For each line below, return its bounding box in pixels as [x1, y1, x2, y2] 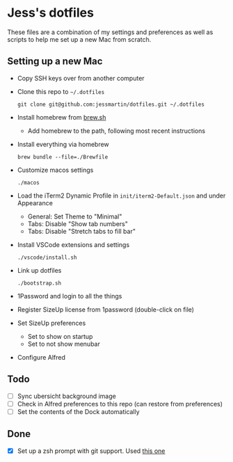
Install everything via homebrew [17, 140, 109, 148]
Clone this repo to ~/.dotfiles [17, 87, 105, 95]
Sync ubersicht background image [17, 392, 116, 400]
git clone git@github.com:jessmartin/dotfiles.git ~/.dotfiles [17, 101, 205, 108]
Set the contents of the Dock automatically [17, 407, 140, 415]
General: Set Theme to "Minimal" [27, 212, 122, 221]
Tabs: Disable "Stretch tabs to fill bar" [27, 227, 136, 235]
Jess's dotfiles [7, 5, 94, 21]
